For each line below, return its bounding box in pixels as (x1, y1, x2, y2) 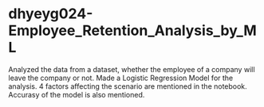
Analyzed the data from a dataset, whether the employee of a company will (8, 64, 255, 74)
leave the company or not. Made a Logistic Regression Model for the (8, 73, 234, 82)
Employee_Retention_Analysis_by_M (8, 21, 257, 40)
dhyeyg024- (8, 5, 93, 23)
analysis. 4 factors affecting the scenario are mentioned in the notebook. (8, 81, 247, 91)
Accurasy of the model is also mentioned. (8, 90, 145, 99)
